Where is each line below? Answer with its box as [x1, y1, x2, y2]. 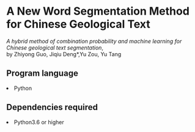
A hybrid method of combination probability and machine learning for [6, 37, 182, 45]
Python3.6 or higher [14, 118, 64, 126]
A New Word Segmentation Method [6, 4, 189, 18]
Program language [6, 68, 78, 79]
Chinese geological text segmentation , [6, 44, 104, 51]
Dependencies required [6, 102, 98, 112]
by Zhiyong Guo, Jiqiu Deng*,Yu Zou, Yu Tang [6, 50, 122, 57]
